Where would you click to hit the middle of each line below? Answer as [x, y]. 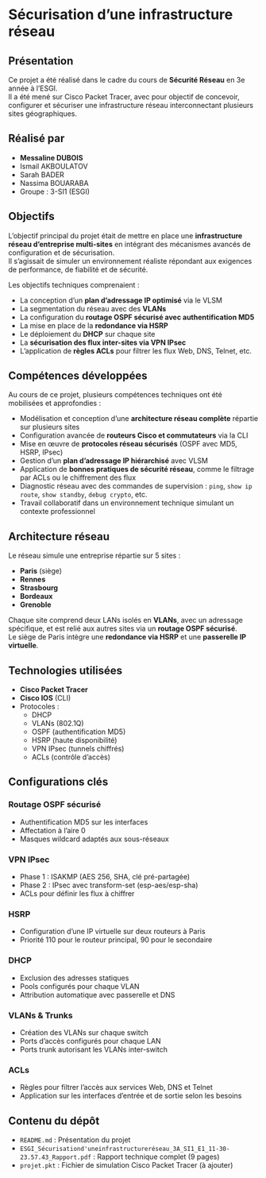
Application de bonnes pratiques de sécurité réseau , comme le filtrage [137, 469]
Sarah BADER [42, 174]
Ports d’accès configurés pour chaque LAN [90, 1041]
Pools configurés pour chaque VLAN [80, 986]
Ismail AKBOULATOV [54, 166]
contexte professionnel [57, 512]
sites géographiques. [43, 114]
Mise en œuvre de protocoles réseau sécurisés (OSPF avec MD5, [128, 444]
